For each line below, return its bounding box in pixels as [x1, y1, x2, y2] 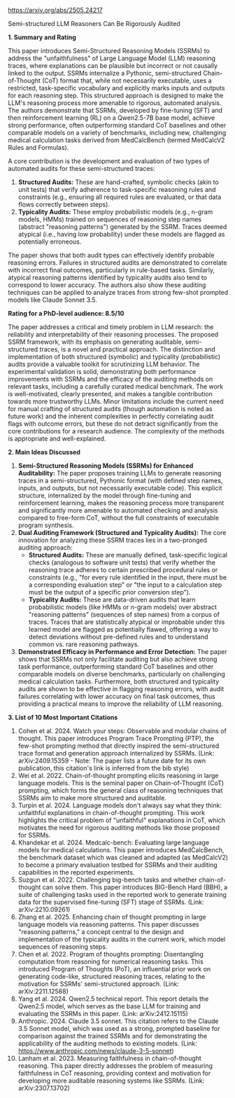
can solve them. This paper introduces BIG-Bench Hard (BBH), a [42, 883, 228, 891]
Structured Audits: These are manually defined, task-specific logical [28, 551, 228, 559]
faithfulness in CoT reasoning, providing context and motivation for [17, 1069, 211, 1077]
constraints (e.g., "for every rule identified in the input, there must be [28, 574, 227, 581]
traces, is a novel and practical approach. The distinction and [39, 345, 215, 353]
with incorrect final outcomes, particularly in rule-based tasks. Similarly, [8, 266, 215, 274]
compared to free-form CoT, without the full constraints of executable [17, 514, 220, 522]
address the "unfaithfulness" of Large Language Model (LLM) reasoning [8, 54, 216, 62]
